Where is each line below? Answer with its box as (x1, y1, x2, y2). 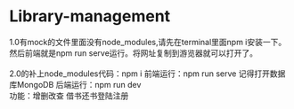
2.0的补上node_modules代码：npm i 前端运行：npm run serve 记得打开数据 (9, 68, 286, 79)
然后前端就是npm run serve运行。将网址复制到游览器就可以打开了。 (9, 47, 258, 58)
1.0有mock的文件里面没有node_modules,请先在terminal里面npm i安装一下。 (9, 36, 287, 47)
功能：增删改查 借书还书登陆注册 (9, 90, 129, 101)
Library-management (9, 6, 171, 27)
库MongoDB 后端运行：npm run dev (9, 79, 142, 90)
